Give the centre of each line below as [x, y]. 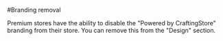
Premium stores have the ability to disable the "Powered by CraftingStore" [111, 23]
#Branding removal [34, 10]
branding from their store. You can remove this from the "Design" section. [111, 30]
